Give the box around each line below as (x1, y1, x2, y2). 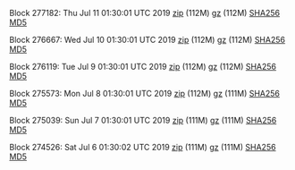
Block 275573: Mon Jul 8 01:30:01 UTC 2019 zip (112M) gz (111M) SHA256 (9, 89, 280, 98)
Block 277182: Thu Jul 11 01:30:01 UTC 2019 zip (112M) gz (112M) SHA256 (9, 8, 280, 18)
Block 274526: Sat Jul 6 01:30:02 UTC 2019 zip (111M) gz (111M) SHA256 (9, 142, 276, 152)
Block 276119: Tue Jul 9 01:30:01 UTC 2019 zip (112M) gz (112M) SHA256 (9, 62, 277, 72)
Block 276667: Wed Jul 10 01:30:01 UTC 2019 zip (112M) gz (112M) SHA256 (9, 35, 286, 45)
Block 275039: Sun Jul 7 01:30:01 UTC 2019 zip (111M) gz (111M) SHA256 (9, 115, 277, 125)
